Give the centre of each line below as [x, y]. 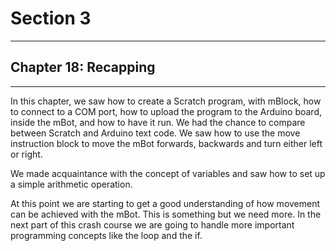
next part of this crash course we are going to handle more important [152, 224]
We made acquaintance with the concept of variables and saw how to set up [168, 173]
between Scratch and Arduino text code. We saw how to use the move [155, 133]
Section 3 [51, 18]
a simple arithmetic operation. [71, 184]
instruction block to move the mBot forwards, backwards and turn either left [166, 143]
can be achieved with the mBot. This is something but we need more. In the [166, 214]
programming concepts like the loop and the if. [106, 235]
